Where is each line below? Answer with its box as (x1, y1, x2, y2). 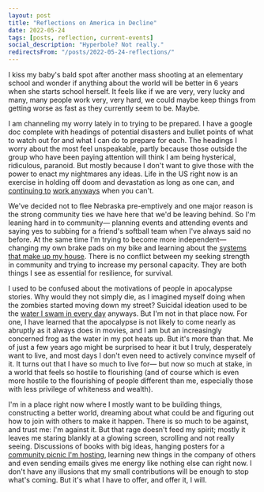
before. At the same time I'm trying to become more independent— (8, 235, 227, 244)
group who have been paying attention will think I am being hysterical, (8, 152, 236, 162)
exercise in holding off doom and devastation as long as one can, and (8, 178, 235, 186)
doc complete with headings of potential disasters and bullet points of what (8, 127, 254, 137)
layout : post (8, 11, 51, 20)
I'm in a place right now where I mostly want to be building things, (8, 400, 223, 409)
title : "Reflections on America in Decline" (8, 19, 157, 27)
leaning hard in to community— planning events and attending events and (8, 218, 248, 227)
